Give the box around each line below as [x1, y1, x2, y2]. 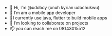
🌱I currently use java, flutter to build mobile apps [9, 15, 107, 20]
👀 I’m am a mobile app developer [9, 10, 76, 16]
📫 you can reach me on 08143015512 [9, 26, 86, 31]
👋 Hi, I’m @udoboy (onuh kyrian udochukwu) [9, 5, 100, 10]
